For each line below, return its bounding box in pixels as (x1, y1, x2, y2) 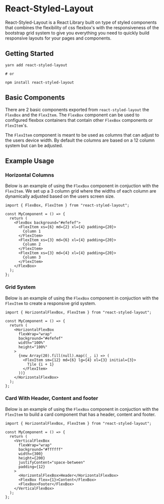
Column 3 (23, 255, 41, 260)
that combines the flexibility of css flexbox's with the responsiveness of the (5, 24, 160, 30)
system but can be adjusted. (5, 142, 63, 149)
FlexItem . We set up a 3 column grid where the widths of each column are (5, 188, 157, 194)
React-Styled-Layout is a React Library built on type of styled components (5, 19, 157, 25)
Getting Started (5, 50, 54, 58)
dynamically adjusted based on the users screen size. (5, 194, 115, 200)
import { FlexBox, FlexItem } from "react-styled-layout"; (5, 203, 130, 208)
